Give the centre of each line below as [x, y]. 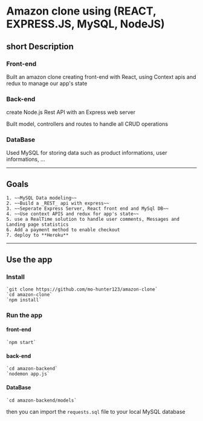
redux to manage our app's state [47, 83]
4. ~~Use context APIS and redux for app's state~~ [72, 214]
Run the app [24, 315]
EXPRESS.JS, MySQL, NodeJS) [85, 24]
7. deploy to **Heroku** [37, 235]
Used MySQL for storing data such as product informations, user [87, 153]
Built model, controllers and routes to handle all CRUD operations [87, 124]
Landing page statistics [37, 225]
